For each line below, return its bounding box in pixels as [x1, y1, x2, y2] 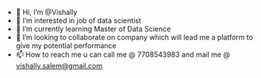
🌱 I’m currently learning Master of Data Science [15, 24, 171, 33]
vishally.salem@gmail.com [15, 61, 103, 70]
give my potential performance [15, 41, 117, 50]
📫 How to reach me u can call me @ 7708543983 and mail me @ [15, 50, 230, 59]
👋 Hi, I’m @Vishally [15, 8, 78, 17]
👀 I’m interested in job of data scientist [15, 16, 141, 25]
